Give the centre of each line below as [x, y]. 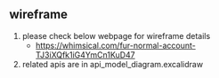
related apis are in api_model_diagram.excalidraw [112, 64]
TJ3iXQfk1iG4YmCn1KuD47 [85, 55]
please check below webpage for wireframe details [116, 35]
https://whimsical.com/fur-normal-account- [115, 45]
